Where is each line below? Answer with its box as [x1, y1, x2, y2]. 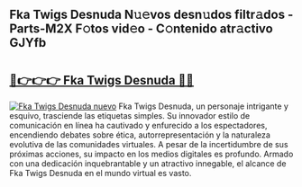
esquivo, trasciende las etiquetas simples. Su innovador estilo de [9, 111, 251, 120]
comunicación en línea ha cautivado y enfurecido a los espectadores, [9, 120, 268, 130]
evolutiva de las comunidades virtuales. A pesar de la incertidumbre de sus [9, 139, 288, 149]
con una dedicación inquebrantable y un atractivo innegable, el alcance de [9, 158, 287, 169]
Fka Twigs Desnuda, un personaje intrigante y [118, 101, 288, 111]
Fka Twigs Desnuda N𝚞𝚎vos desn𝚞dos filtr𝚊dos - [9, 7, 294, 22]
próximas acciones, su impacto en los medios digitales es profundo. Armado [9, 148, 294, 159]
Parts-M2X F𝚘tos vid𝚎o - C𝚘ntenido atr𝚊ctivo [9, 22, 273, 37]
